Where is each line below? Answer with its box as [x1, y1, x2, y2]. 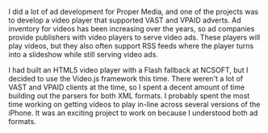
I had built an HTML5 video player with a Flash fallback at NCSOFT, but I [8, 65, 249, 75]
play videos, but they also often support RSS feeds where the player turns [8, 41, 254, 51]
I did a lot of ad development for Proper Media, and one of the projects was [8, 7, 259, 16]
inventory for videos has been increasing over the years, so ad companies [8, 24, 255, 33]
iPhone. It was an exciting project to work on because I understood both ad [8, 108, 258, 118]
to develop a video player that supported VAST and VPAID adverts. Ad [8, 15, 241, 25]
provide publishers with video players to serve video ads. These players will [8, 32, 261, 42]
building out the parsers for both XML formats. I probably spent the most [8, 91, 250, 100]
